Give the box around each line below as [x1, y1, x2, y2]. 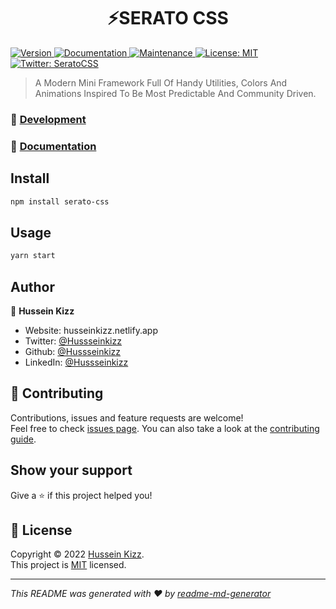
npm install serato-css [10, 196, 110, 207]
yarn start [10, 251, 56, 261]
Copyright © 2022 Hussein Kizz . [10, 548, 145, 560]
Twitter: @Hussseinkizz [24, 335, 122, 347]
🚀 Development [10, 112, 87, 126]
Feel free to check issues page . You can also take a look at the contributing [10, 422, 320, 434]
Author [10, 278, 55, 295]
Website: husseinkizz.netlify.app [24, 324, 158, 336]
